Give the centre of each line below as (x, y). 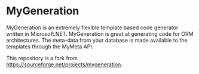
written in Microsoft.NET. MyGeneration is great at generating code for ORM (100, 33)
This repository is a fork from (42, 58)
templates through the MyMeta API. (50, 47)
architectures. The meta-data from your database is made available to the (97, 40)
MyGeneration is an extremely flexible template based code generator (92, 27)
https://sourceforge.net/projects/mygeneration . (64, 64)
